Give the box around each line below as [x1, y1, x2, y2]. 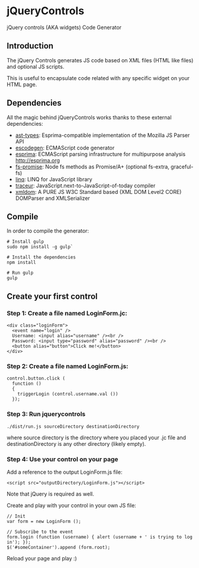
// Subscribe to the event [7, 529, 73, 535]
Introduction [7, 41, 54, 51]
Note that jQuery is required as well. [7, 490, 94, 497]
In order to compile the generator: [7, 227, 89, 235]
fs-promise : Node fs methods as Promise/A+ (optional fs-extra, [15, 163, 169, 170]
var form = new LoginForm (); [7, 518, 82, 524]
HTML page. [7, 81, 37, 88]
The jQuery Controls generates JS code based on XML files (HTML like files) [7, 56, 194, 63]
